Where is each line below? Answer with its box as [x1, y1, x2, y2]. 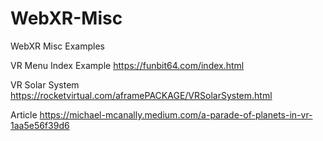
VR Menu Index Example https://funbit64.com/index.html [10, 59, 245, 71]
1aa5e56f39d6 [10, 119, 70, 131]
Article [10, 108, 38, 121]
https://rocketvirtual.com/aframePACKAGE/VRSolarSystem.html [10, 89, 273, 101]
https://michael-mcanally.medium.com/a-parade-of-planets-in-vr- [39, 108, 313, 121]
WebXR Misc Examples [10, 40, 105, 52]
